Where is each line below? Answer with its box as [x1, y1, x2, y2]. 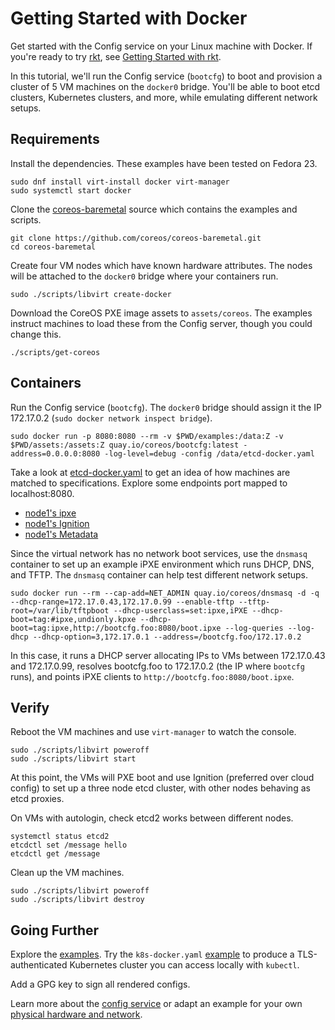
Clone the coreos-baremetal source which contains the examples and [10, 203, 298, 215]
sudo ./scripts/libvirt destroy [10, 895, 145, 905]
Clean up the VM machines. [10, 867, 125, 879]
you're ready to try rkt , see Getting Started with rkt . [10, 50, 222, 62]
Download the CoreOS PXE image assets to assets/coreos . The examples [10, 307, 313, 319]
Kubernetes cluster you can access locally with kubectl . [69, 959, 300, 971]
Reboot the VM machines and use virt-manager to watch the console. [10, 726, 297, 738]
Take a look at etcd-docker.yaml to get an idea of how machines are [10, 466, 291, 478]
